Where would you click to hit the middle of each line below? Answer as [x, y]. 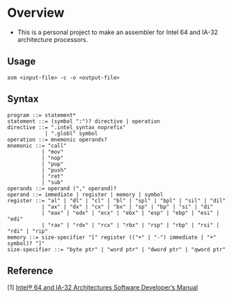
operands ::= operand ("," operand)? [62, 188]
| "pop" [53, 164]
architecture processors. [53, 39]
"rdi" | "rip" [28, 231]
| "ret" [53, 176]
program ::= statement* [42, 115]
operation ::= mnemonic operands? [57, 140]
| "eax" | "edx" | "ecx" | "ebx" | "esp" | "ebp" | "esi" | [130, 213]
